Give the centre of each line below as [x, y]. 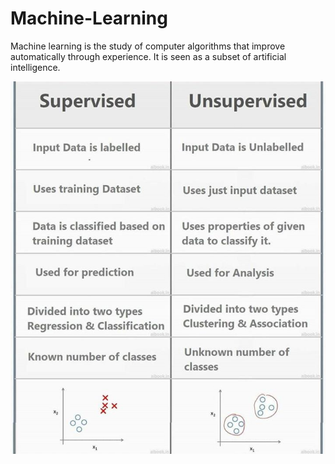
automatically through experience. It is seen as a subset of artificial [148, 56]
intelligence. [35, 67]
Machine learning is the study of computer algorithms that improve [148, 46]
